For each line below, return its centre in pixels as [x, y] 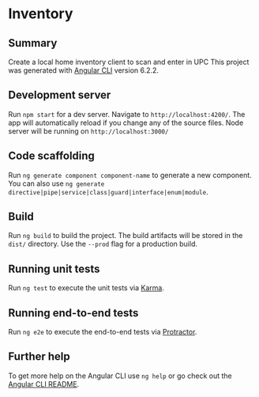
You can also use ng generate [56, 183]
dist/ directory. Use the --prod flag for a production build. [103, 244]
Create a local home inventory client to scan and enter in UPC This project [129, 62]
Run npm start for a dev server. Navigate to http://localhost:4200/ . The [127, 114]
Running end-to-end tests [73, 313]
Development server [60, 95]
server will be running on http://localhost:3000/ [88, 130]
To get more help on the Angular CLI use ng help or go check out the [120, 376]
